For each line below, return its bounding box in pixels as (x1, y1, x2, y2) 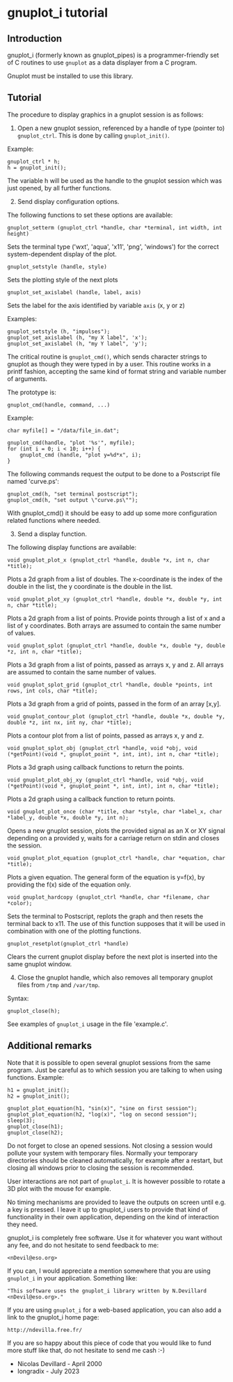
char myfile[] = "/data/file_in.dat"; (7, 427, 120, 434)
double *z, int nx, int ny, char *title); (7, 719, 132, 726)
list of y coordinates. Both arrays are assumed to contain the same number (7, 621, 221, 630)
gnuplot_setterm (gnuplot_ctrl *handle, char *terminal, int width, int (7, 224, 223, 231)
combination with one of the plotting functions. (7, 927, 141, 935)
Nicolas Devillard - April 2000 (17, 1359, 102, 1367)
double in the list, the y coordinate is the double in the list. (7, 582, 173, 590)
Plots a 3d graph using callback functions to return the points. (7, 763, 184, 771)
